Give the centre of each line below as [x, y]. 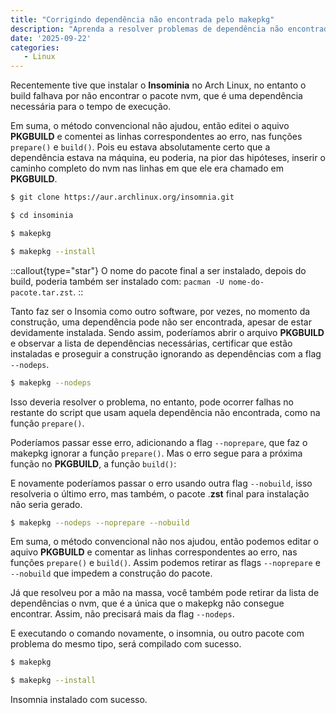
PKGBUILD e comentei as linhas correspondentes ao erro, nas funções [156, 137]
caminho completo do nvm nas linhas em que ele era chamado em [147, 168]
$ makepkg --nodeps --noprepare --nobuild [100, 522]
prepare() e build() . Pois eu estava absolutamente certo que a [140, 147]
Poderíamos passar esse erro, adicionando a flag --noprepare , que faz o [159, 442]
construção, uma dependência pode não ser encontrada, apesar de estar [161, 322]
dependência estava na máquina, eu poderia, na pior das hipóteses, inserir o [168, 158]
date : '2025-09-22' [51, 38]
